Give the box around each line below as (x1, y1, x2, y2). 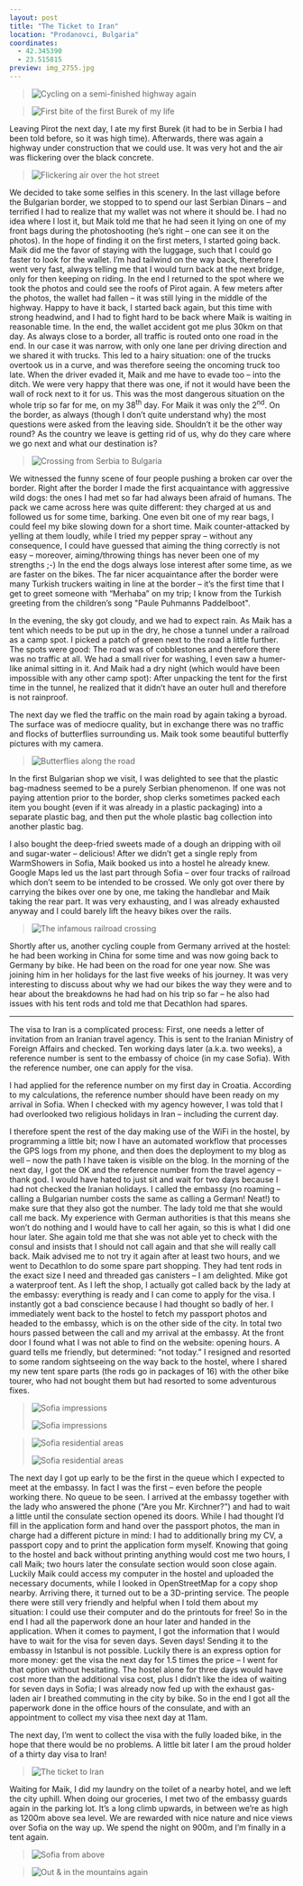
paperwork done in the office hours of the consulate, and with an (9, 1702, 251, 1713)
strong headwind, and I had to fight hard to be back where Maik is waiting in (9, 311, 292, 322)
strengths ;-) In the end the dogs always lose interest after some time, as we (9, 559, 293, 569)
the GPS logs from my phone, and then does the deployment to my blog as (9, 1145, 287, 1156)
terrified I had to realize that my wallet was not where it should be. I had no (9, 206, 287, 217)
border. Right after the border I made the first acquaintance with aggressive (9, 482, 290, 493)
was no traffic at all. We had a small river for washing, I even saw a (9, 653, 257, 664)
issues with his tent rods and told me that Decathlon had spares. (9, 998, 248, 1009)
